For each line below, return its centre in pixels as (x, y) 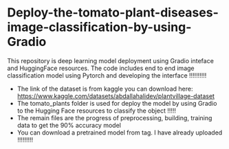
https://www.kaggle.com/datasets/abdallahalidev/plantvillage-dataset (116, 96)
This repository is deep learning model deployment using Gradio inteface (111, 60)
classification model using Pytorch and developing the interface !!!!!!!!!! (107, 75)
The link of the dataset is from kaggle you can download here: (105, 89)
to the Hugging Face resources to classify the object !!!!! (97, 111)
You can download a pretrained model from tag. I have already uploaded (120, 133)
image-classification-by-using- (99, 27)
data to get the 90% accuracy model (69, 125)
